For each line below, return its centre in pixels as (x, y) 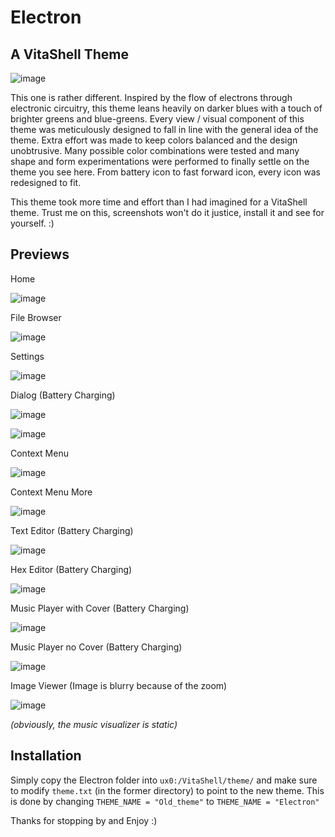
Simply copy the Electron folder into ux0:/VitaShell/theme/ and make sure (164, 780)
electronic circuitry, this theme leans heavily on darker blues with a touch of (166, 108)
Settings (27, 356)
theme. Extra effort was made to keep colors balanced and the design (154, 140)
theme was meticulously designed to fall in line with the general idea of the (164, 129)
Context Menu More (51, 492)
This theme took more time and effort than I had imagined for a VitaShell (159, 202)
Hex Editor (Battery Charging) (71, 569)
